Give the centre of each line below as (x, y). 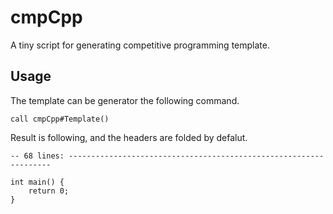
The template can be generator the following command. (125, 100)
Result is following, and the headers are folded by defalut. (129, 137)
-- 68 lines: (37, 156)
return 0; (49, 191)
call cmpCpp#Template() (60, 119)
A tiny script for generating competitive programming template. (140, 45)
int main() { (37, 182)
